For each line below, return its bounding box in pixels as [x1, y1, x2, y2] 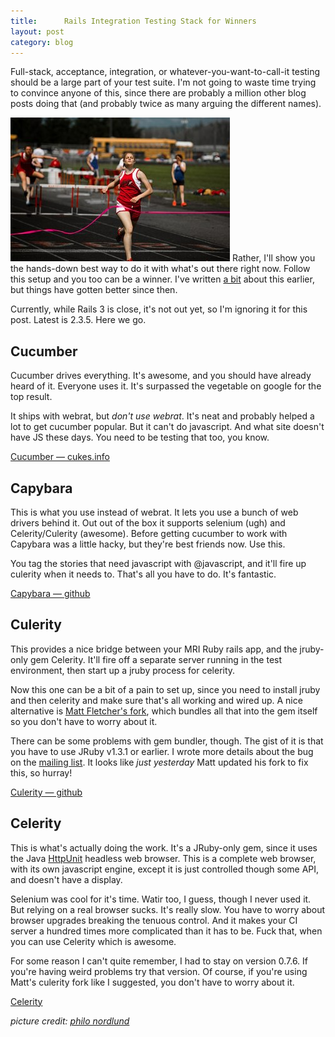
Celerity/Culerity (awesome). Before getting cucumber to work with [10, 528, 288, 539]
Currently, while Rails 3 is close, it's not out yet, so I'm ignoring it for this [10, 303, 308, 315]
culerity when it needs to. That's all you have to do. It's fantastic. [10, 568, 277, 580]
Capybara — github [10, 588, 91, 599]
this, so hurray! [10, 766, 73, 779]
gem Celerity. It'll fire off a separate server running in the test [29, 653, 283, 665]
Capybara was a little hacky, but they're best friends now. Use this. [10, 538, 286, 550]
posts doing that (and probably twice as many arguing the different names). [10, 98, 322, 110]
